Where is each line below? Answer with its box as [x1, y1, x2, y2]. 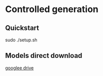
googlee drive [5, 64, 34, 71]
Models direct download [5, 51, 82, 60]
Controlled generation [5, 4, 98, 15]
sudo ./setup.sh [5, 37, 37, 43]
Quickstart [5, 24, 39, 32]
